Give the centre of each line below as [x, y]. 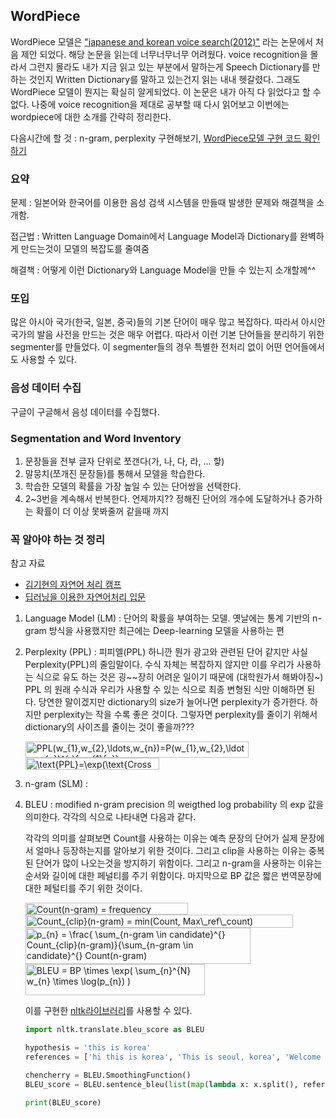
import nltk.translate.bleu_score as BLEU [114, 1030]
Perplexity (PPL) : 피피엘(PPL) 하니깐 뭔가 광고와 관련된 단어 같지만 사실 [166, 652]
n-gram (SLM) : [56, 784]
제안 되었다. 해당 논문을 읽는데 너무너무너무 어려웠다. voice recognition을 [164, 54]
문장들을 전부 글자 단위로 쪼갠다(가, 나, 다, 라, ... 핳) [124, 461]
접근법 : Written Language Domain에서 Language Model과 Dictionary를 [154, 236]
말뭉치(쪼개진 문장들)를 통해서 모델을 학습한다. [115, 473]
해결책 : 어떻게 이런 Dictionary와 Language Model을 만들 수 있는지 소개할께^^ [163, 270]
